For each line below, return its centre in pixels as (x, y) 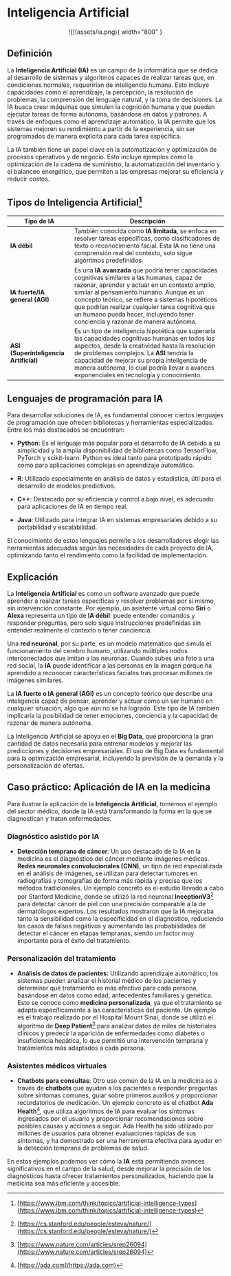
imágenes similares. (35, 680)
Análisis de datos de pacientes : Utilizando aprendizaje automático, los (118, 973)
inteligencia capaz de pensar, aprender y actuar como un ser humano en (110, 701)
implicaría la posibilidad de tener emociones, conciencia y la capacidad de (112, 715)
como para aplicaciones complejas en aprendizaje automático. (106, 465)
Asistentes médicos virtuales (57, 1066)
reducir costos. (29, 179)
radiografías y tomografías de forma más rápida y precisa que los (110, 881)
